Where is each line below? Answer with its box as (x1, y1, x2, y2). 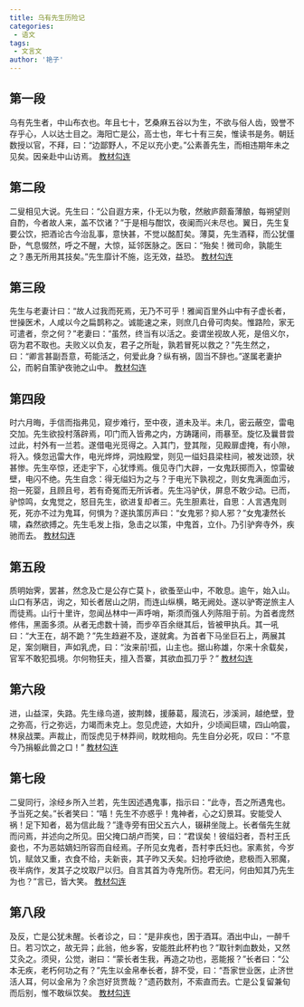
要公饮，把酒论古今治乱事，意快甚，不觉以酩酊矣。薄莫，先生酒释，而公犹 (9, 228, 287, 239)
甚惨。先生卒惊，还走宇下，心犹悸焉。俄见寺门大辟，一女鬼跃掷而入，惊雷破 (9, 463, 295, 474)
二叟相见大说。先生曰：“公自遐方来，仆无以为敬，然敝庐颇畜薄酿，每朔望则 (9, 206, 291, 216)
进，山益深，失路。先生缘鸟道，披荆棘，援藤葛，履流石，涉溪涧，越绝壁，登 (9, 707, 295, 718)
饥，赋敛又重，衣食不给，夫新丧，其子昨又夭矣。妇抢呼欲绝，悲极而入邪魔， (9, 853, 295, 864)
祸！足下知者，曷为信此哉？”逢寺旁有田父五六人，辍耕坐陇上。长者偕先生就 (9, 819, 291, 830)
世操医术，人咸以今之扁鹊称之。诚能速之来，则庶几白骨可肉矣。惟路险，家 (9, 317, 287, 328)
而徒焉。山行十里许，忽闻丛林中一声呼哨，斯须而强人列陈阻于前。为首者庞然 (9, 608, 295, 619)
